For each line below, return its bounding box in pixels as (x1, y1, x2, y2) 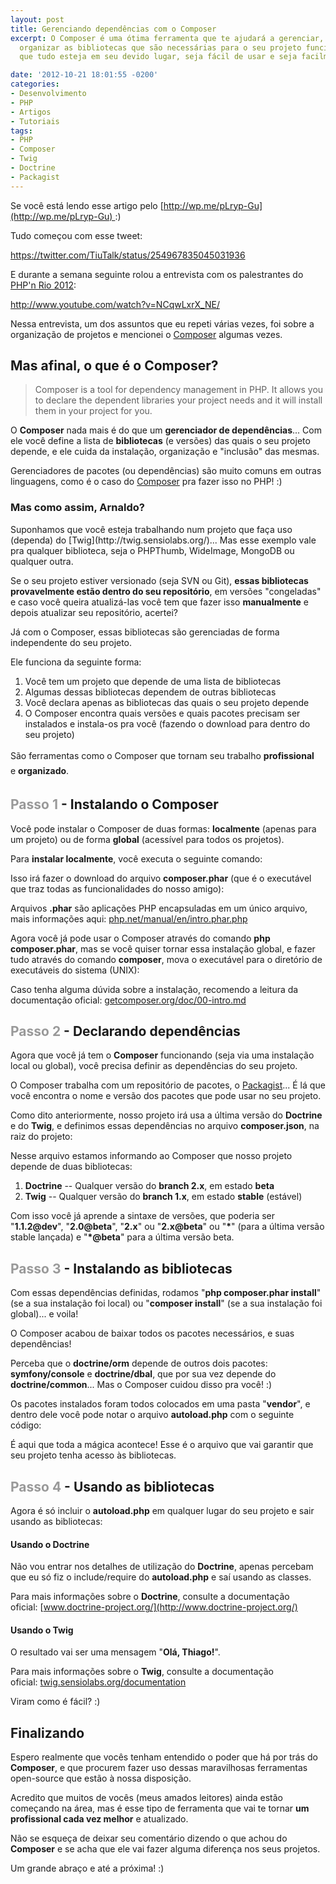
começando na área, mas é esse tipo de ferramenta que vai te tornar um (10, 1802, 310, 1815)
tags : (10, 126, 33, 136)
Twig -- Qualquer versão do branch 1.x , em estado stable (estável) (24, 1191, 303, 1203)
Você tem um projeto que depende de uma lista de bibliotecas (24, 675, 282, 687)
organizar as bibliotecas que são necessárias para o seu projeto (19, 42, 302, 53)
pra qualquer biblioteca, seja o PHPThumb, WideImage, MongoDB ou (10, 544, 295, 556)
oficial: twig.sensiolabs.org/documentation (10, 1676, 187, 1688)
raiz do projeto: (10, 1131, 73, 1143)
